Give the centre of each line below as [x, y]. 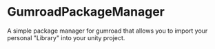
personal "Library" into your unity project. [66, 37]
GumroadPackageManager [86, 12]
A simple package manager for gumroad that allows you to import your [107, 31]
